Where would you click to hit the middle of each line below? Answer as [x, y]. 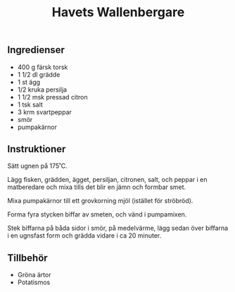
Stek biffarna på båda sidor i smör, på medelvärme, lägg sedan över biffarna [118, 228]
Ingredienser [36, 50]
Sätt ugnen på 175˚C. [38, 166]
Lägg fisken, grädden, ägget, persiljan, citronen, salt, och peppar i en [107, 180]
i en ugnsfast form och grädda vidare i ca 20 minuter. [84, 236]
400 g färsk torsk [43, 67]
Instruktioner [37, 149]
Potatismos [34, 282]
